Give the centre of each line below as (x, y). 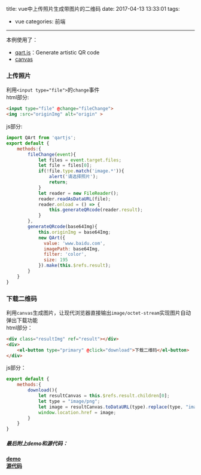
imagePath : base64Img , (72, 249)
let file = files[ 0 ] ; (65, 166)
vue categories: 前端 (40, 22)
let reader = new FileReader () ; (78, 193)
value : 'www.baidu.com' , (75, 243)
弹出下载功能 (22, 320)
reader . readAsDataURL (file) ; (74, 199)
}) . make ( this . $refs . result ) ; (74, 266)
